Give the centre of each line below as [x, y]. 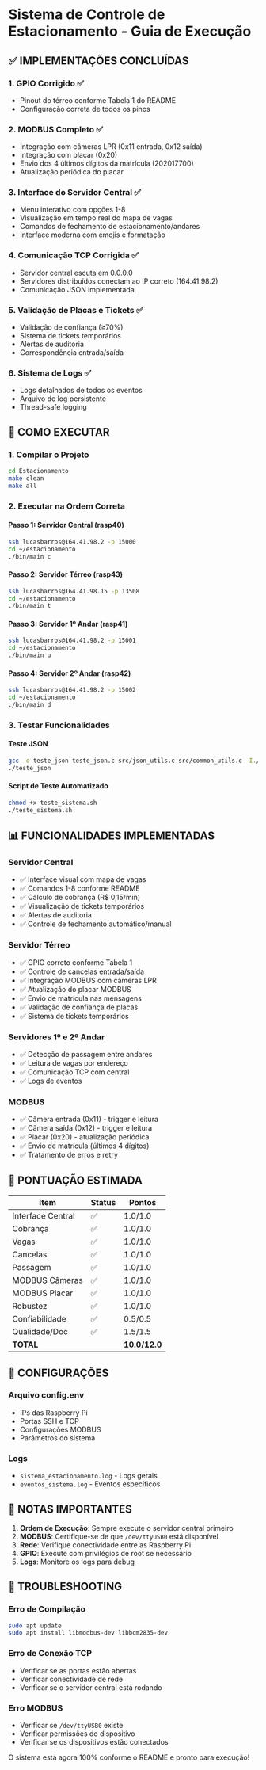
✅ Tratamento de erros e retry [69, 1155]
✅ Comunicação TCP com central [74, 1072]
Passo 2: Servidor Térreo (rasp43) [66, 574]
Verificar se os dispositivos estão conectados [94, 1741]
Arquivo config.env [46, 1395]
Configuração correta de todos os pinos [85, 109]
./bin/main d [30, 705]
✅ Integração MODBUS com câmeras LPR [88, 980]
